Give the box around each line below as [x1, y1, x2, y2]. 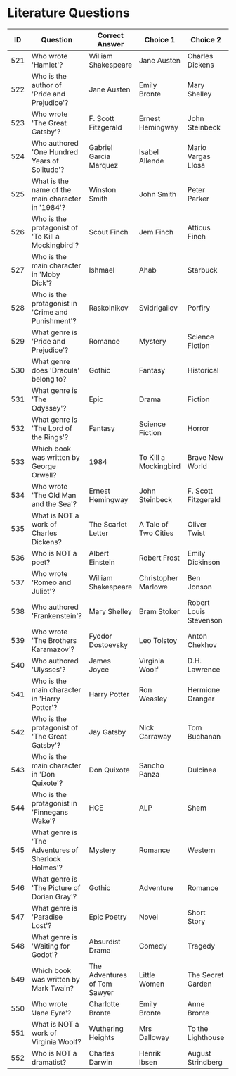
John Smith [138, 189, 177, 199]
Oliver [187, 519, 207, 529]
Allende [138, 156, 164, 165]
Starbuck [187, 265, 218, 275]
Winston [88, 184, 117, 194]
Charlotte [88, 999, 120, 1008]
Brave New [187, 452, 224, 462]
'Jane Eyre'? [31, 1008, 72, 1018]
